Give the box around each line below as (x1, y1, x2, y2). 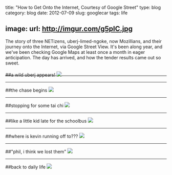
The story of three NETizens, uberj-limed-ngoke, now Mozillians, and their (5, 38, 162, 44)
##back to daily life (5, 164, 46, 170)
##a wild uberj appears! (5, 72, 55, 78)
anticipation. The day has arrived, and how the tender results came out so (5, 54, 161, 60)
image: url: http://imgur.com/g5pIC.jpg (5, 25, 133, 33)
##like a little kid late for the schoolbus (5, 118, 87, 124)
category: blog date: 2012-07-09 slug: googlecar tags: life (5, 10, 128, 16)
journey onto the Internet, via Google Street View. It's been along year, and (5, 43, 163, 50)
